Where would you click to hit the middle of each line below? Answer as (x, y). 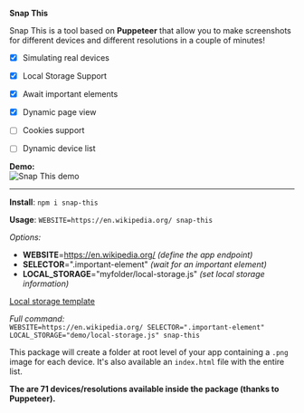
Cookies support (53, 130)
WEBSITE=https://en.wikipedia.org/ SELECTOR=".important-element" (137, 328)
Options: (25, 237)
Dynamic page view (59, 112)
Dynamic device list (59, 149)
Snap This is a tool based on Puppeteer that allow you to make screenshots (150, 30)
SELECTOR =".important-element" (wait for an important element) (144, 264)
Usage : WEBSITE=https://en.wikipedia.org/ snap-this (111, 220)
